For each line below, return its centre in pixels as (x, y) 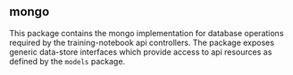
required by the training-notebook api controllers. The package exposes (142, 42)
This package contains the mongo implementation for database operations (146, 33)
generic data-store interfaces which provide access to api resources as (141, 52)
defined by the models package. (67, 61)
